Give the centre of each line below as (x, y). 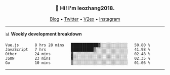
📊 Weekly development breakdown (44, 34)
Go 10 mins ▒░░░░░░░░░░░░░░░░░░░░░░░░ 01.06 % (78, 63)
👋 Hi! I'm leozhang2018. (85, 8)
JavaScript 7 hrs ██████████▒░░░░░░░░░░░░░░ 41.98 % (78, 50)
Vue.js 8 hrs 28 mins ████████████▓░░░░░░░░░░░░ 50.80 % (78, 45)
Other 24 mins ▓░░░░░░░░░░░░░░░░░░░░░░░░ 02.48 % (78, 54)
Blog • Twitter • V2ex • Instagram (85, 19)
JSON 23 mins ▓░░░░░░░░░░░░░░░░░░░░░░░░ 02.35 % (78, 59)
